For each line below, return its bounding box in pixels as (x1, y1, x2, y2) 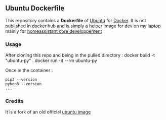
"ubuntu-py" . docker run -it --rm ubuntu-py (5, 57, 97, 64)
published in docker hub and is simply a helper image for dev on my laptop (5, 23, 161, 29)
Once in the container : (5, 68, 53, 74)
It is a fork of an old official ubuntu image (5, 109, 91, 115)
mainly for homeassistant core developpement (5, 28, 102, 34)
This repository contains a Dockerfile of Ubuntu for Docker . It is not (5, 17, 146, 23)
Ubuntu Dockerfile (5, 4, 65, 13)
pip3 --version (5, 77, 37, 82)
